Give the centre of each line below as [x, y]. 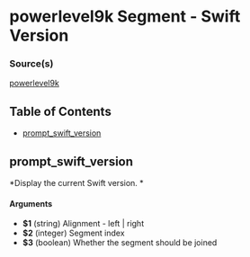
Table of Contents [61, 111]
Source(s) [31, 64]
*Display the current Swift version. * [76, 183]
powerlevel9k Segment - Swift [125, 17]
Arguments [31, 203]
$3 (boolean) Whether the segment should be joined [120, 243]
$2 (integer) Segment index [73, 233]
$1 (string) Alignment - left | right [83, 224]
